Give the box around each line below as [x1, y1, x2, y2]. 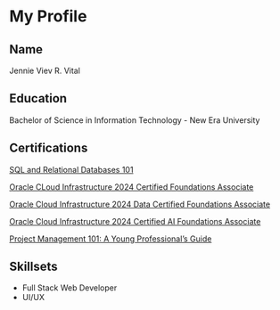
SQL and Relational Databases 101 [9, 164, 134, 175]
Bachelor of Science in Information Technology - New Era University [9, 114, 260, 126]
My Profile [9, 6, 87, 27]
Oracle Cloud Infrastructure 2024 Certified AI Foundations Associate [9, 216, 261, 226]
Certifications [9, 141, 88, 156]
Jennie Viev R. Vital [9, 65, 80, 76]
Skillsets [9, 259, 58, 274]
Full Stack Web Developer [21, 282, 118, 293]
